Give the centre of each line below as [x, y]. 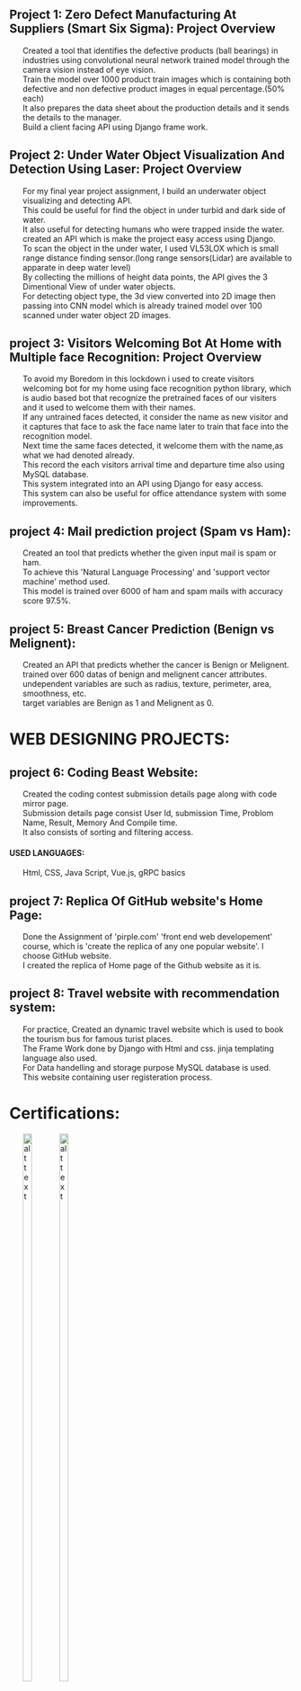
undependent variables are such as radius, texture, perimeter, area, [147, 684]
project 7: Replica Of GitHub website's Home [136, 901]
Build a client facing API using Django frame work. [115, 127]
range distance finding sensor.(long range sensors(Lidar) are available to [157, 258]
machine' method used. [66, 582]
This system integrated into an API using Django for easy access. [143, 484]
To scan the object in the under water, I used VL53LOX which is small [150, 248]
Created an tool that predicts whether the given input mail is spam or [149, 553]
